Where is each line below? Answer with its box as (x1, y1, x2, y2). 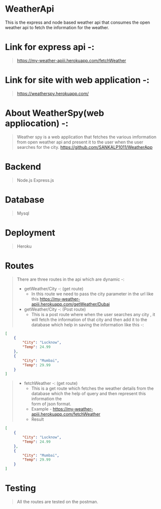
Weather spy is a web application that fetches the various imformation (16, 134, 157, 140)
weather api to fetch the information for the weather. (5, 24, 109, 30)
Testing (5, 483, 36, 494)
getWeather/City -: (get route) (24, 286, 84, 291)
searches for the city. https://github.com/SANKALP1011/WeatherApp (16, 144, 153, 150)
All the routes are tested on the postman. (16, 498, 98, 505)
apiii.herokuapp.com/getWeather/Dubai (31, 301, 110, 307)
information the (31, 396, 62, 402)
